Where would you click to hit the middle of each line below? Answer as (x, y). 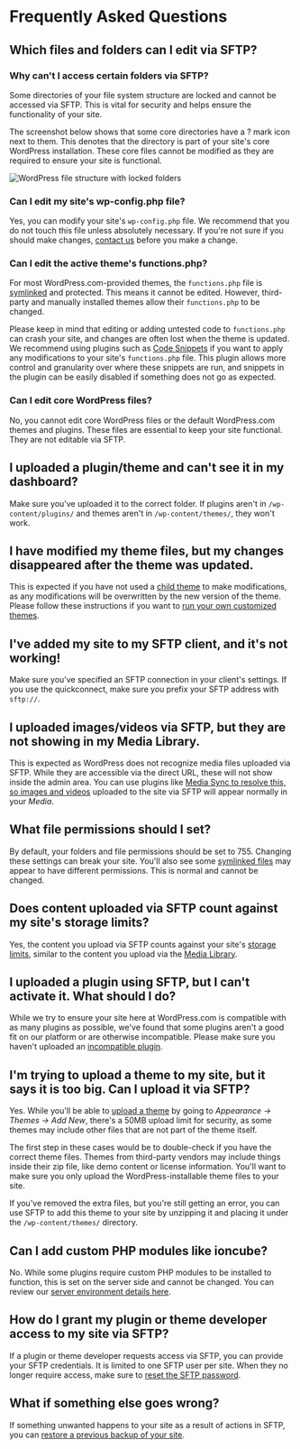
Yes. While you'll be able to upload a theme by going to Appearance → (141, 1111)
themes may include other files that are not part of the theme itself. (133, 1130)
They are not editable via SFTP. (68, 439)
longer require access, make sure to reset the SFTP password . (125, 1375)
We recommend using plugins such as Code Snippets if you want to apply (146, 348)
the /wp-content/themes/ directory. (73, 1223)
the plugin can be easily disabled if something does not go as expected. (143, 377)
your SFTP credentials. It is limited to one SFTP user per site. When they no (149, 1365)
